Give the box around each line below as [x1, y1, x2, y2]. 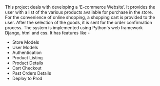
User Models [12, 45, 38, 50]
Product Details [12, 60, 43, 66]
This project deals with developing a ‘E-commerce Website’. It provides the [5, 4, 156, 10]
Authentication [12, 50, 42, 55]
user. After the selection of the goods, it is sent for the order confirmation [5, 19, 152, 25]
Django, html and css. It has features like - [5, 30, 90, 35]
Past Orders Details [12, 70, 51, 76]
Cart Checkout [12, 65, 42, 71]
